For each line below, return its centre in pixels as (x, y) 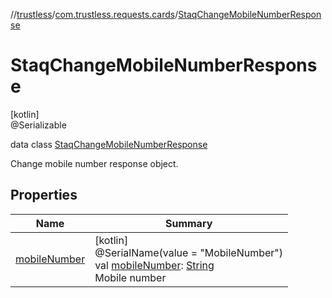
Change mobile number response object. (94, 163)
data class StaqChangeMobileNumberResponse (109, 144)
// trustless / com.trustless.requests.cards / (94, 14)
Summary (188, 223)
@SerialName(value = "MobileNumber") (189, 252)
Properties (44, 195)
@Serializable (38, 125)
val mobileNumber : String (154, 265)
